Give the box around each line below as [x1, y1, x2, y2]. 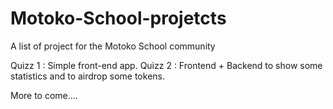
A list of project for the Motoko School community [10, 40, 216, 52]
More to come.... [10, 89, 78, 101]
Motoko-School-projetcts [10, 7, 227, 30]
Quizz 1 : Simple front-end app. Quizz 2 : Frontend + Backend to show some [10, 59, 323, 71]
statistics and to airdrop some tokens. [10, 70, 165, 82]
